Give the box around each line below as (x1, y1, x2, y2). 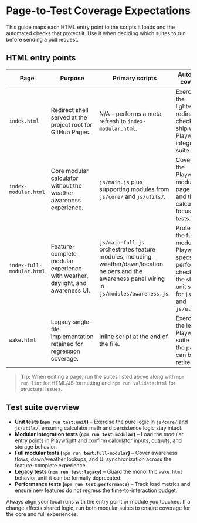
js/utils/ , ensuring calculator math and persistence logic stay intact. (14, 424, 183, 432)
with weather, (50, 271, 89, 280)
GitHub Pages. (50, 128, 91, 136)
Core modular (50, 167, 89, 175)
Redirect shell (50, 106, 89, 114)
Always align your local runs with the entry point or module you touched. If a (6, 498, 191, 505)
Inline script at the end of (99, 332, 168, 341)
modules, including (99, 252, 152, 260)
